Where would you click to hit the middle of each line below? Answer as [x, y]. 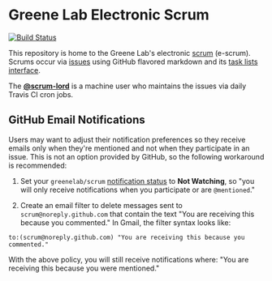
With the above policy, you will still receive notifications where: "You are [129, 259]
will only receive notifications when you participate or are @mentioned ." [138, 189]
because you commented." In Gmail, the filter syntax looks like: [125, 222]
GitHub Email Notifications [77, 120]
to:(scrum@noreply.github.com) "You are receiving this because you [127, 237]
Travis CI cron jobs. [41, 94]
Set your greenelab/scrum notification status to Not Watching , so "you [137, 181]
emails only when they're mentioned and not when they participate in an [129, 148]
